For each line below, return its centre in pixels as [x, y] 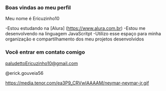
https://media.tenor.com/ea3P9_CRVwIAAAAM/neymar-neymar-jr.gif [77, 83]
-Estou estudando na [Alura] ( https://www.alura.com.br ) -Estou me [76, 28]
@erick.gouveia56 [24, 73]
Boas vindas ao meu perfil [38, 8]
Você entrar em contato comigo [45, 52]
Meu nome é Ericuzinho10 [32, 19]
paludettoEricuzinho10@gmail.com [41, 63]
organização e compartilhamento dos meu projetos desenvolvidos [75, 39]
